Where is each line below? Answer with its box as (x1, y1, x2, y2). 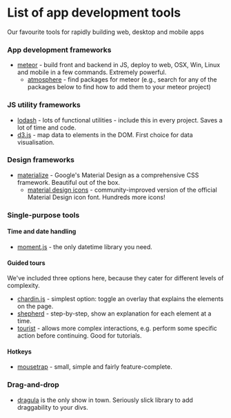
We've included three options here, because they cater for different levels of (7, 274, 224, 282)
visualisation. (17, 138, 55, 146)
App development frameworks (7, 45, 112, 55)
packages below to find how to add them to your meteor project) (27, 83, 212, 91)
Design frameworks (7, 155, 74, 165)
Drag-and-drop (7, 380, 60, 390)
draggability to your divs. (17, 403, 88, 411)
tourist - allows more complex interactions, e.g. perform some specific (17, 324, 217, 333)
